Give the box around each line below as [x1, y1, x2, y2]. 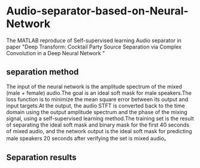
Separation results [6, 152, 77, 163]
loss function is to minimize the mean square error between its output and [6, 95, 189, 103]
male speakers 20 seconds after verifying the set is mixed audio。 [6, 134, 169, 142]
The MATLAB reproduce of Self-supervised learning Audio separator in [6, 37, 181, 44]
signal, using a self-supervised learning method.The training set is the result [6, 115, 194, 122]
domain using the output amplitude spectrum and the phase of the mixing [6, 108, 187, 115]
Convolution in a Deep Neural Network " [6, 49, 105, 56]
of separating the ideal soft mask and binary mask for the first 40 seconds [6, 121, 190, 128]
